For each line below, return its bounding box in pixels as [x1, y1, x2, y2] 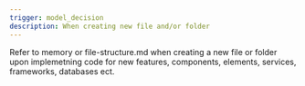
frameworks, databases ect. [9, 65, 115, 77]
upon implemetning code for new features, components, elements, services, [9, 56, 297, 67]
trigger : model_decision [9, 13, 104, 23]
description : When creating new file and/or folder [9, 22, 210, 31]
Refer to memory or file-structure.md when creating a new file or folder [9, 46, 278, 57]
